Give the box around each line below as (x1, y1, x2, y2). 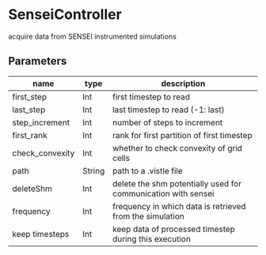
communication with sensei (112, 188, 215, 199)
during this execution (112, 233, 192, 244)
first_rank (12, 129, 47, 141)
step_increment (12, 117, 70, 128)
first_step (12, 91, 47, 102)
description (161, 77, 206, 88)
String (82, 165, 105, 176)
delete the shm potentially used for (112, 178, 242, 189)
